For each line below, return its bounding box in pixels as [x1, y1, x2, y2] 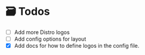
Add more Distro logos [14, 28, 70, 36]
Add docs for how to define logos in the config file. [14, 42, 140, 50]
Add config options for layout [14, 35, 87, 42]
